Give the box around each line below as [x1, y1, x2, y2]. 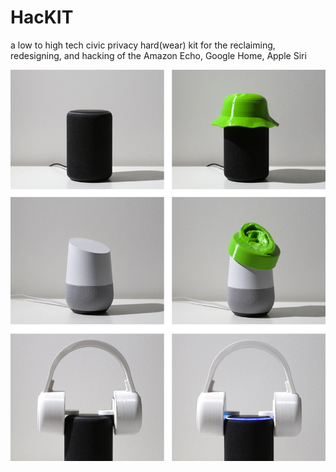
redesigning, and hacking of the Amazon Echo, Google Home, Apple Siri [10, 49, 307, 61]
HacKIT [10, 6, 74, 29]
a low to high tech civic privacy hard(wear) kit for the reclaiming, [10, 39, 276, 51]
